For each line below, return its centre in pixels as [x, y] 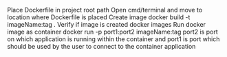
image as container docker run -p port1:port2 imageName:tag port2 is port [112, 32]
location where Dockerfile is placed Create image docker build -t [99, 17]
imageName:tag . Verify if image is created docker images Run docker [107, 24]
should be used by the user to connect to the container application [101, 46]
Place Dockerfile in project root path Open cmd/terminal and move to [105, 10]
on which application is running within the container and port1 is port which [113, 39]
